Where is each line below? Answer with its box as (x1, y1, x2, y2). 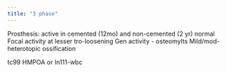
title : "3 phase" (7, 10, 59, 17)
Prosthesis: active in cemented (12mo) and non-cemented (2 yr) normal (7, 29, 215, 38)
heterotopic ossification (7, 44, 76, 52)
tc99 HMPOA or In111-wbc (7, 57, 83, 66)
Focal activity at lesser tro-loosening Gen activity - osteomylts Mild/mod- (7, 36, 220, 45)
